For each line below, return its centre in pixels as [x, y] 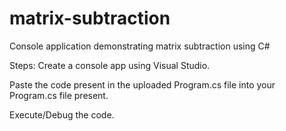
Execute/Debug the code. [62, 114]
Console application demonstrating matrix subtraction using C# [140, 46]
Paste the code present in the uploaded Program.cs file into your [142, 84]
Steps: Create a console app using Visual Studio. [110, 65]
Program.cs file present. [59, 95]
